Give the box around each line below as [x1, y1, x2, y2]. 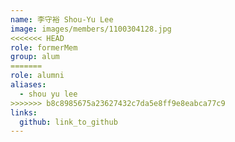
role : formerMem [10, 42, 78, 53]
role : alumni [10, 71, 65, 81]
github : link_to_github [19, 117, 118, 127]
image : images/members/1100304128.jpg [10, 24, 172, 34]
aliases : [10, 80, 47, 90]
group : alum [10, 52, 60, 62]
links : [10, 107, 38, 118]
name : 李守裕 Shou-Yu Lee [10, 14, 114, 25]
